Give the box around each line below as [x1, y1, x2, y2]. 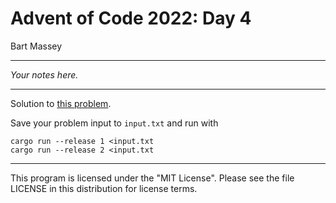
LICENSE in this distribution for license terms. [10, 182, 198, 194]
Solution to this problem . [10, 97, 112, 109]
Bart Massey [10, 40, 63, 52]
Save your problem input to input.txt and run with [10, 117, 219, 129]
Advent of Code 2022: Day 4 [10, 7, 252, 30]
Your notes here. [10, 68, 79, 81]
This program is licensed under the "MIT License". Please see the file [10, 172, 295, 184]
